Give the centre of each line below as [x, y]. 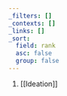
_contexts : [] [32, 23]
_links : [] [27, 31]
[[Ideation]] [39, 83]
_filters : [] [30, 16]
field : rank [36, 46]
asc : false [34, 53]
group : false [38, 61]
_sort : [19, 38]
